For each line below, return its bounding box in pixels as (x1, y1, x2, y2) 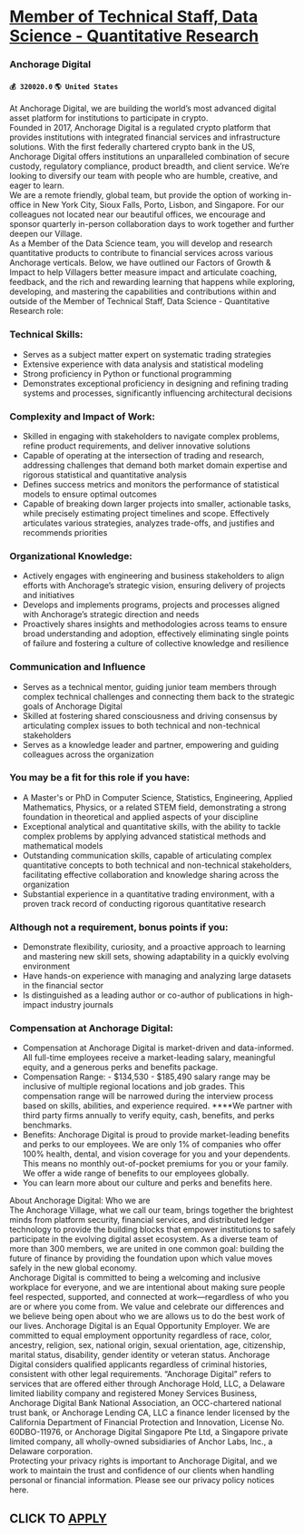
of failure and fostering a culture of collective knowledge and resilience (22, 638, 289, 649)
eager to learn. (9, 180, 65, 192)
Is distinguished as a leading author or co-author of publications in (22, 989, 272, 1000)
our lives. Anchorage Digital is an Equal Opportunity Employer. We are (9, 1321, 270, 1332)
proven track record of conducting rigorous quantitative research (22, 898, 266, 909)
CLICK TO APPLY (9, 1510, 107, 1526)
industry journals (50, 999, 113, 1010)
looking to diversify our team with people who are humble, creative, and (9, 171, 279, 182)
